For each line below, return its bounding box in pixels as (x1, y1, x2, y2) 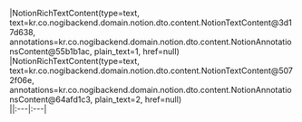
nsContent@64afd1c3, (9, 94, 93, 105)
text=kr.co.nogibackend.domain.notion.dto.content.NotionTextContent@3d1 (9, 17, 292, 28)
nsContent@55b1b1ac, (9, 46, 93, 57)
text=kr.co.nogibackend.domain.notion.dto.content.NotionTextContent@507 (9, 65, 293, 76)
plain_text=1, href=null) (93, 46, 180, 57)
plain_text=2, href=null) (94, 94, 182, 105)
